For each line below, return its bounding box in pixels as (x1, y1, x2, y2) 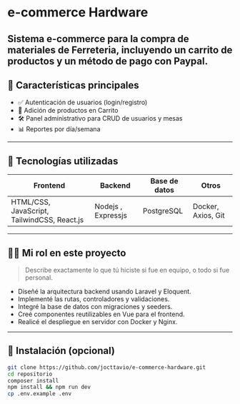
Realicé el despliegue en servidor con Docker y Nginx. (17, 318, 178, 326)
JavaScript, (11, 206, 49, 216)
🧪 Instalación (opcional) (7, 345, 116, 357)
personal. (24, 273, 54, 282)
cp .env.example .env (7, 390, 72, 398)
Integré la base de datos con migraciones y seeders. (17, 303, 173, 311)
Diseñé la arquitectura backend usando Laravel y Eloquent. (17, 287, 191, 296)
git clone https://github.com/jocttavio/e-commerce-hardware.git (7, 363, 206, 371)
